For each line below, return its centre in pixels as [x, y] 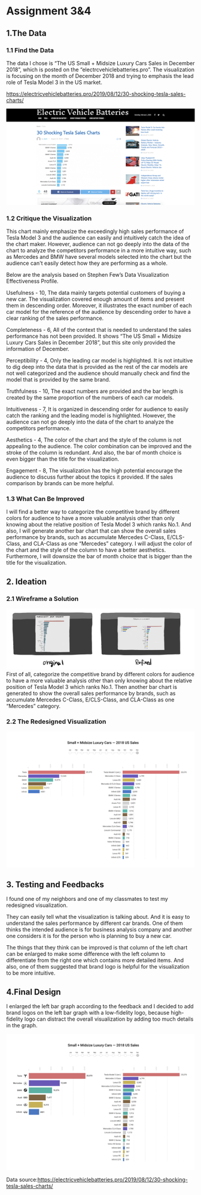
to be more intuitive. [31, 973]
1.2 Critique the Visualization [49, 218]
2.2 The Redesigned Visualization [56, 721]
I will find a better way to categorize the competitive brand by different [93, 512]
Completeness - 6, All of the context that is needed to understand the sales [99, 330]
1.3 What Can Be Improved [45, 499]
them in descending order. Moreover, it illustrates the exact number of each [99, 305]
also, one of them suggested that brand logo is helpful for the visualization [98, 967]
